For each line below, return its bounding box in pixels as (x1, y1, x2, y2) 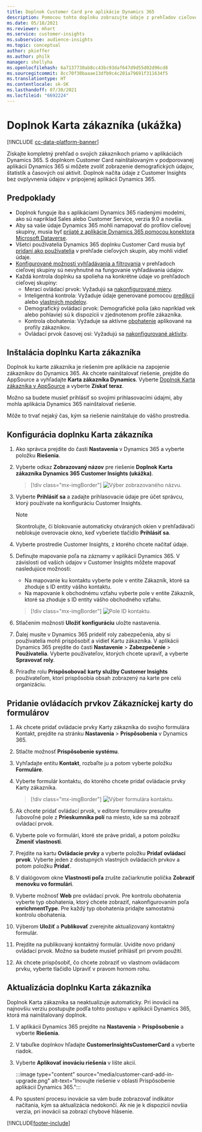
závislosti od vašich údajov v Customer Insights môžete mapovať (15, 559, 176, 566)
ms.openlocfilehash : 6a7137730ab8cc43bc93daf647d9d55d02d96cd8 (7, 64, 168, 71)
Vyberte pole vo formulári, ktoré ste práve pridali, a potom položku (15, 831, 180, 838)
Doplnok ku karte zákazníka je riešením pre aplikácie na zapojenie (7, 363, 170, 371)
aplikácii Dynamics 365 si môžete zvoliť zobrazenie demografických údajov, (7, 163, 194, 170)
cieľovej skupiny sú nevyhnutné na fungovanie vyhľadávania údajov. (15, 266, 185, 273)
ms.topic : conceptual (7, 43, 61, 49)
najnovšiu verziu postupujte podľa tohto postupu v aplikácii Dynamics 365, (7, 1005, 191, 1012)
